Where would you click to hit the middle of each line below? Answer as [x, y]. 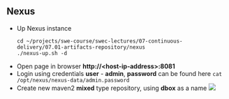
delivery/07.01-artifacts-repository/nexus [81, 47]
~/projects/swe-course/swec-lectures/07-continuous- [104, 41]
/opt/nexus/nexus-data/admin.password [73, 80]
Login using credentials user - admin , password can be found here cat [119, 73]
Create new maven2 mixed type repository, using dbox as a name [112, 88]
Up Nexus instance [44, 28]
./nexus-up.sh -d [42, 53]
